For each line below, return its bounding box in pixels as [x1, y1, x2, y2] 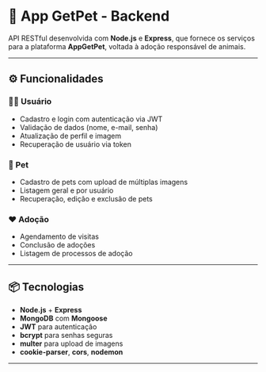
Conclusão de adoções [19, 240, 96, 250]
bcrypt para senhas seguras [19, 331, 113, 340]
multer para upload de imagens [19, 339, 123, 348]
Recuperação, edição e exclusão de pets [19, 194, 153, 203]
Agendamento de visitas [19, 232, 99, 241]
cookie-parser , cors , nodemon [19, 347, 123, 357]
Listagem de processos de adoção [19, 249, 133, 259]
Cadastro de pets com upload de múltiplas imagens [19, 177, 188, 186]
